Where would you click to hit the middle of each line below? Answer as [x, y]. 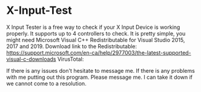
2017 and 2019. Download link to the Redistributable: [72, 46]
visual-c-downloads [31, 59]
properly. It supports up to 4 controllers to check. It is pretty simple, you [96, 33]
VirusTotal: [71, 59]
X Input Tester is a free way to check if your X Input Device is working [93, 27]
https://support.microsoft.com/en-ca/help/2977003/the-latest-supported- [99, 52]
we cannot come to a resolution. [46, 83]
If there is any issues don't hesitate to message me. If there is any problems [100, 70]
